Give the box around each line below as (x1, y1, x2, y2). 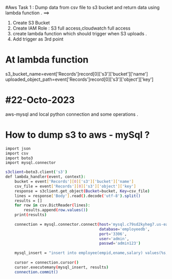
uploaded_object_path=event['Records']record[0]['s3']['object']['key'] (5, 76, 154, 82)
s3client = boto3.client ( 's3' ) (5, 169, 68, 175)
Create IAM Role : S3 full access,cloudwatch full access (12, 25, 131, 31)
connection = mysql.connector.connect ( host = (14, 222, 111, 227)
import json (5, 146, 31, 151)
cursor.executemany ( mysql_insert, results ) (14, 265, 109, 270)
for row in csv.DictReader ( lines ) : (14, 203, 91, 208)
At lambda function (5, 54, 89, 66)
